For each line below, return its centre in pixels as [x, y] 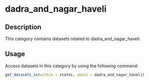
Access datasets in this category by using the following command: [72, 66]
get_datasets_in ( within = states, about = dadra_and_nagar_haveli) [75, 75]
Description [23, 27]
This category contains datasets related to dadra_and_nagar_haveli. [73, 39]
